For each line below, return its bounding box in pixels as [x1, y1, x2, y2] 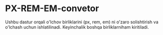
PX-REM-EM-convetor [5, 3, 99, 14]
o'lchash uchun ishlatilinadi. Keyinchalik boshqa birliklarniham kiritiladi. [5, 24, 149, 30]
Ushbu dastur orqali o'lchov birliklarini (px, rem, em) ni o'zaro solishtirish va [5, 19, 159, 25]
